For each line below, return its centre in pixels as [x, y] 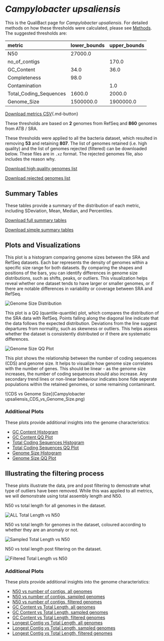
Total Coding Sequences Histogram [48, 442]
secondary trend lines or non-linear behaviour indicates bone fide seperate [81, 379]
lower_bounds [87, 45]
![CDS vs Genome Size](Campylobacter [45, 394]
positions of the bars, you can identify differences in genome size [71, 273]
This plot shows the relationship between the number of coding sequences [81, 358]
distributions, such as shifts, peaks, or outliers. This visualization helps [76, 278]
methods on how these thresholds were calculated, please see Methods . [79, 28]
